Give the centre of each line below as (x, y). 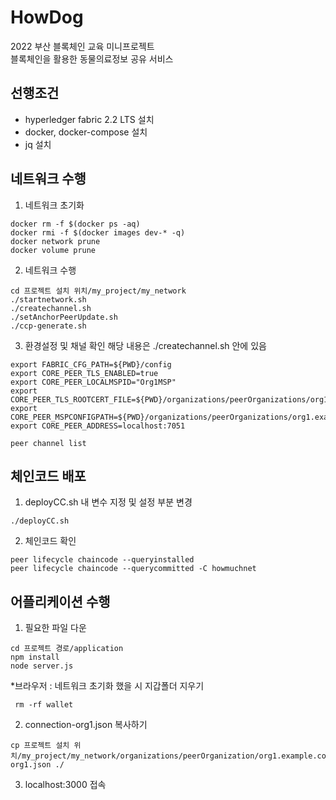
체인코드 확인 (50, 541)
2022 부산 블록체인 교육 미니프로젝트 (82, 46)
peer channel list (48, 443)
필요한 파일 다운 (55, 628)
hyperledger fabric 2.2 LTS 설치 (89, 119)
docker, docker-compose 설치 (86, 132)
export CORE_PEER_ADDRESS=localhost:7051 (98, 426)
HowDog (47, 17)
